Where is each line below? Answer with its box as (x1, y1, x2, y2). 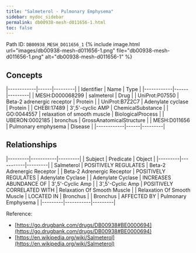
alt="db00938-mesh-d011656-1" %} (44, 53, 133, 60)
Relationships (6, 140, 57, 150)
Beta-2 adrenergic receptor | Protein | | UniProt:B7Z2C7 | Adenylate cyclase (6, 98, 189, 105)
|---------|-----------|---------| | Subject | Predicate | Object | (6, 155, 156, 162)
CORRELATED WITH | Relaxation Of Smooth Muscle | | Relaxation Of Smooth (6, 186, 191, 193)
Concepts (6, 70, 43, 80)
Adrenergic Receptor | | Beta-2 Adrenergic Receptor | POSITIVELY (6, 168, 166, 175)
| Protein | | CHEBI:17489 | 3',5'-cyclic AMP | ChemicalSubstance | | (6, 105, 169, 112)
